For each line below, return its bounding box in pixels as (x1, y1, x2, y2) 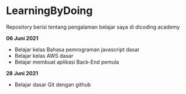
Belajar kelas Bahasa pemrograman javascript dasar (14, 46, 140, 53)
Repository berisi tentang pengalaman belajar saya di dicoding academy (6, 23, 180, 30)
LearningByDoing (6, 4, 93, 18)
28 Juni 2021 (6, 69, 39, 76)
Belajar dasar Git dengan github (14, 81, 91, 88)
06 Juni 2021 (6, 34, 39, 41)
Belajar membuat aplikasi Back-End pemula (14, 58, 119, 65)
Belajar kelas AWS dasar (14, 52, 74, 59)
